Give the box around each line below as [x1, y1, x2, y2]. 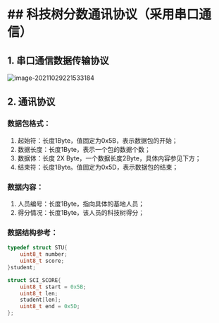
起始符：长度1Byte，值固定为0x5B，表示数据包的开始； [17, 136, 178, 145]
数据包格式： [7, 119, 51, 129]
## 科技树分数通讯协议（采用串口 [7, 6, 199, 23]
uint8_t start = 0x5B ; [20, 283, 87, 290]
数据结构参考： [7, 228, 58, 237]
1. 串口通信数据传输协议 [7, 54, 109, 66]
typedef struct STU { [7, 245, 68, 252]
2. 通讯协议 [7, 96, 56, 108]
